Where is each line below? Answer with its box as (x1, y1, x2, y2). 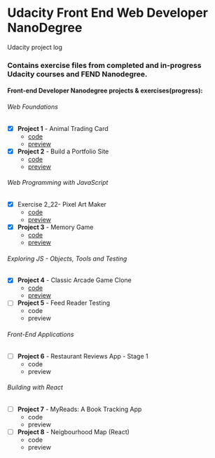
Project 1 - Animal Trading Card (17, 124, 109, 132)
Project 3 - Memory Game (17, 223, 94, 232)
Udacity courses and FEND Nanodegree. (7, 69, 148, 78)
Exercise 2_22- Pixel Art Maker (17, 200, 107, 208)
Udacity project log (7, 43, 63, 51)
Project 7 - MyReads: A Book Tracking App (17, 405, 142, 413)
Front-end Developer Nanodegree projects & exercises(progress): (7, 86, 203, 95)
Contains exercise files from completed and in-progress (7, 60, 202, 70)
